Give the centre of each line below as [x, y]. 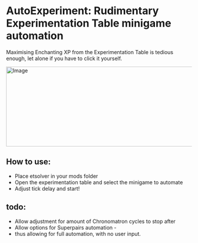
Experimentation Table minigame [89, 23]
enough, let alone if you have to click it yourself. [64, 58]
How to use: [29, 162]
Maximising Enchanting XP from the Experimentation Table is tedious [90, 52]
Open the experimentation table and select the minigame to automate [99, 182]
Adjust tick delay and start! [47, 188]
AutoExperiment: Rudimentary [82, 11]
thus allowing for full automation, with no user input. [78, 234]
